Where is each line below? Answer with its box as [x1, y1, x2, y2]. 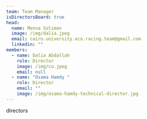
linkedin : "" [11, 42, 44, 48]
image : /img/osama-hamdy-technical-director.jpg [17, 91, 139, 97]
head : [6, 19, 19, 25]
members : [6, 47, 28, 53]
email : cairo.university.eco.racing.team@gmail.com [11, 36, 142, 42]
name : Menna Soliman [11, 25, 62, 31]
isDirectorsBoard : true [6, 14, 65, 20]
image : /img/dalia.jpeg [11, 31, 70, 37]
